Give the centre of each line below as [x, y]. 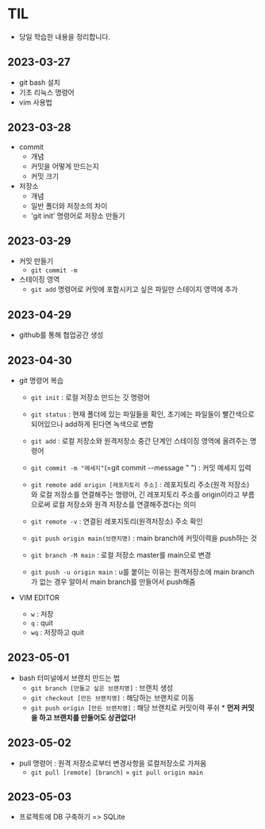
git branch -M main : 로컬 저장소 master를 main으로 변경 [121, 555]
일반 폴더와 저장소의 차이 [69, 205]
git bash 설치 [40, 82]
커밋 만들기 [36, 261]
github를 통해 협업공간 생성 [61, 335]
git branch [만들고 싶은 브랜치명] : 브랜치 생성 [102, 688]
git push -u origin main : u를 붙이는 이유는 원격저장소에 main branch [142, 572]
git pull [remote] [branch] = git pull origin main [117, 772]
